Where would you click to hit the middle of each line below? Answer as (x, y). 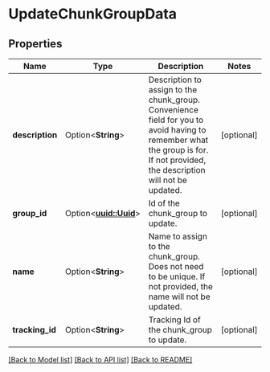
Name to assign (178, 236)
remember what (178, 140)
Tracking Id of (174, 320)
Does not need (176, 266)
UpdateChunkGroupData (93, 14)
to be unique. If (177, 276)
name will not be (179, 296)
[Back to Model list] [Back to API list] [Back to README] (100, 360)
